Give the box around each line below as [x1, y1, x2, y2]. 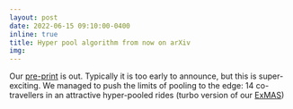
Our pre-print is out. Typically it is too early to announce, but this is [9, 71, 257, 81]
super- [258, 71, 284, 81]
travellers [9, 90, 44, 101]
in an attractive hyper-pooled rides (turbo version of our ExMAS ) [45, 90, 285, 101]
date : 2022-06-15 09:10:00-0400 [9, 21, 130, 30]
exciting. [9, 80, 41, 91]
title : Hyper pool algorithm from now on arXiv [9, 38, 191, 47]
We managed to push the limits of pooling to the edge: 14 [42, 80, 254, 91]
